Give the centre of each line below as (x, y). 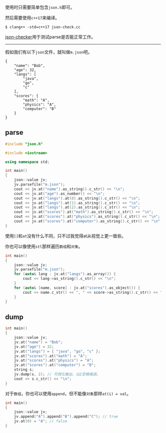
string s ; (24, 370)
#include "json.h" (24, 144)
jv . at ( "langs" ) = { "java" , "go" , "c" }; (57, 351)
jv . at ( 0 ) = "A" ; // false (41, 421)
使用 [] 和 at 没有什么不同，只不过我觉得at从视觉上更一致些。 (66, 236)
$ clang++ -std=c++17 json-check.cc (43, 27)
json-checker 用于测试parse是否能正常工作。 (50, 37)
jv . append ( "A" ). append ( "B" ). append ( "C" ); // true (66, 417)
